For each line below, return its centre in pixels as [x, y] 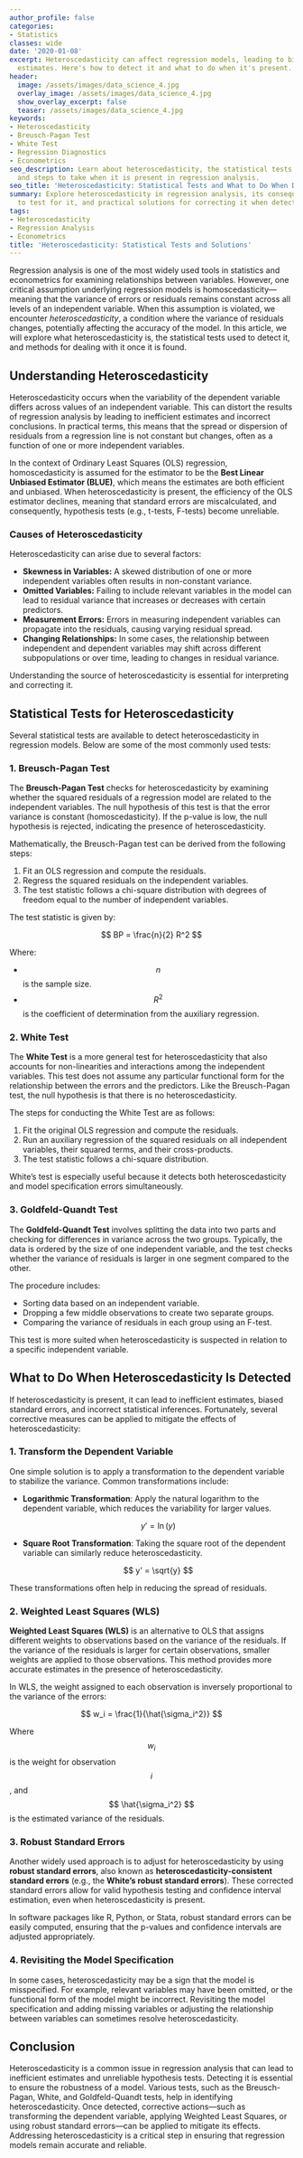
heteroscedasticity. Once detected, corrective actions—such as [128, 2106]
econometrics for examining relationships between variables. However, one [149, 280]
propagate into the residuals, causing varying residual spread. [138, 629]
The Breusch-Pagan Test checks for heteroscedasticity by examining [139, 788]
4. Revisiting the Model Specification [92, 1960]
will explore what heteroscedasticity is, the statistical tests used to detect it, [150, 338]
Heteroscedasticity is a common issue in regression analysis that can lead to [151, 2068]
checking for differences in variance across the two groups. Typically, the [146, 1239]
